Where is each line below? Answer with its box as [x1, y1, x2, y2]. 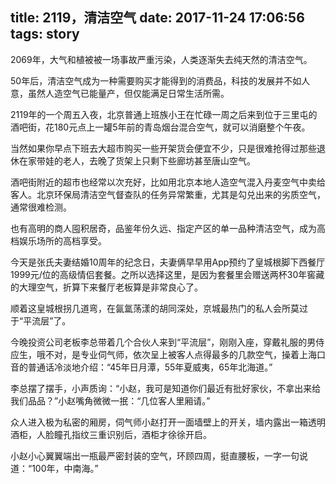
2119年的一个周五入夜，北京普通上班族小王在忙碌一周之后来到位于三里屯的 [10, 108, 318, 120]
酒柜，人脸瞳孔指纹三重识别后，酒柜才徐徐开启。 [10, 428, 212, 440]
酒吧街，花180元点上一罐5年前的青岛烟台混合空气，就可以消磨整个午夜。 [10, 121, 311, 133]
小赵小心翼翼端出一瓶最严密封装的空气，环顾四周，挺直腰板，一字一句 [10, 449, 300, 462]
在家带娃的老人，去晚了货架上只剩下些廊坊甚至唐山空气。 [18, 154, 256, 167]
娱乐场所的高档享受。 [18, 234, 107, 247]
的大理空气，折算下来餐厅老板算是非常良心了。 [10, 281, 203, 293]
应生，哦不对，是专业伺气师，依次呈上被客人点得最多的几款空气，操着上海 [10, 348, 317, 360]
